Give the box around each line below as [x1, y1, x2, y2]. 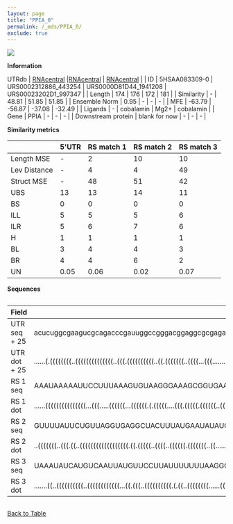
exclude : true [7, 29, 49, 37]
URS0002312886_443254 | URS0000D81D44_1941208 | [7, 83, 167, 91]
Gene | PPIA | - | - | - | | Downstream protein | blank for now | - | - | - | [7, 112, 207, 120]
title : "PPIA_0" [7, 17, 54, 24]
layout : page [7, 10, 45, 17]
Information [7, 62, 42, 70]
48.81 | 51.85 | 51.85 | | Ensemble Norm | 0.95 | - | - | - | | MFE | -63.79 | [7, 97, 212, 106]
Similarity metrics [7, 126, 60, 134]
